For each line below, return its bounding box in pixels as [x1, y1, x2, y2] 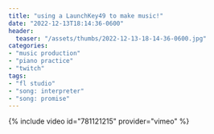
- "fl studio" [8, 79, 56, 87]
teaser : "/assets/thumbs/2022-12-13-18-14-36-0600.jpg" [15, 34, 207, 43]
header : [8, 27, 35, 35]
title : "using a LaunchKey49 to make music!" [8, 11, 163, 20]
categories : [8, 42, 48, 50]
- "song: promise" [8, 94, 70, 103]
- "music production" [8, 49, 81, 57]
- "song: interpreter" [8, 86, 84, 95]
